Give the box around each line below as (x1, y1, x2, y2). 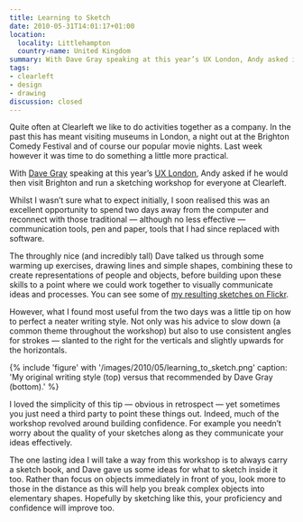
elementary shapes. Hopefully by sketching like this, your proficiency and (9, 493, 282, 504)
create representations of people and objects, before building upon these (9, 270, 282, 280)
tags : (9, 64, 30, 73)
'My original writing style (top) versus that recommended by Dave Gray (9, 371, 273, 383)
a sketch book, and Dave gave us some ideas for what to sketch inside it (9, 464, 278, 475)
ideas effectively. (9, 437, 73, 448)
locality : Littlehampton (17, 38, 111, 48)
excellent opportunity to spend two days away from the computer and (9, 205, 269, 215)
